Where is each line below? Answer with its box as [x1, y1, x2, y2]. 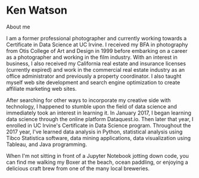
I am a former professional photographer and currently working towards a [6, 34, 187, 42]
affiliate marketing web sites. [6, 85, 77, 92]
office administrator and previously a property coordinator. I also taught [6, 72, 182, 80]
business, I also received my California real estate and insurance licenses [6, 60, 186, 67]
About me [6, 23, 30, 30]
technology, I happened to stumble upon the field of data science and [6, 103, 178, 110]
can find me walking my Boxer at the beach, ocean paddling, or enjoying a [6, 158, 189, 166]
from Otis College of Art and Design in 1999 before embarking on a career [6, 47, 188, 54]
